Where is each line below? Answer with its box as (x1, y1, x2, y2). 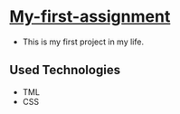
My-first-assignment (9, 6, 171, 27)
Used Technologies (9, 62, 120, 78)
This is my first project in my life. (22, 36, 145, 47)
